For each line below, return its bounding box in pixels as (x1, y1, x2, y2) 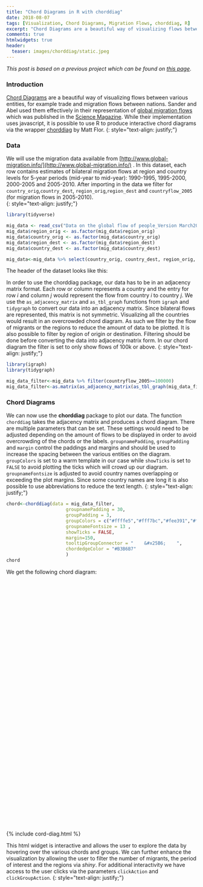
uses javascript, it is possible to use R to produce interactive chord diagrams (6, 119, 196, 127)
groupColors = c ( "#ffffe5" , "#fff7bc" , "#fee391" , (65, 518, 190, 524)
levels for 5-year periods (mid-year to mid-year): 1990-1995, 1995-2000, (6, 174, 187, 182)
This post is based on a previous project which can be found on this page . (6, 65, 192, 72)
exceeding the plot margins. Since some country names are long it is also (6, 477, 188, 484)
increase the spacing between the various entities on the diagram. (6, 450, 171, 458)
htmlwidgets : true (6, 37, 53, 43)
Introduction (6, 80, 43, 89)
